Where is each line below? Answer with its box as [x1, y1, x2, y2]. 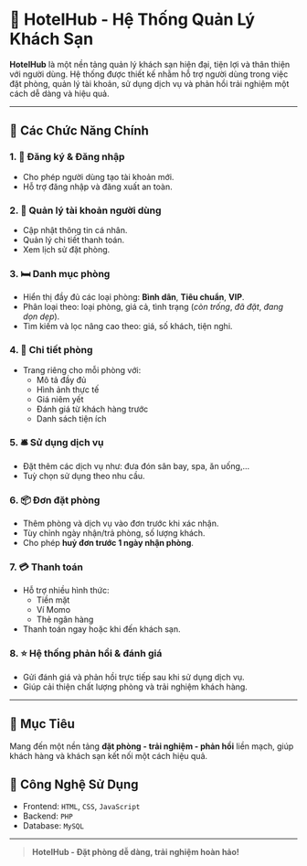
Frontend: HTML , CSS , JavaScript [22, 801, 141, 812]
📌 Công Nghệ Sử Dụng [9, 776, 139, 792]
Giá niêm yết [36, 393, 84, 404]
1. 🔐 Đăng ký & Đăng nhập [9, 151, 125, 164]
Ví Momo [36, 604, 71, 615]
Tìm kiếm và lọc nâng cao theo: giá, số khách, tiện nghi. [22, 321, 233, 332]
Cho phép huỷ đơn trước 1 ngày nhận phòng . [22, 538, 195, 549]
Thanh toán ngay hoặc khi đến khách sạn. [22, 624, 181, 635]
